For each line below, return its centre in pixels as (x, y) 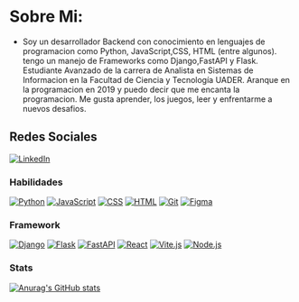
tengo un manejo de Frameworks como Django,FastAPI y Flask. (140, 60)
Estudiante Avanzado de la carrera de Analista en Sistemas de (138, 70)
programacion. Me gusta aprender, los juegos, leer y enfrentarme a (147, 99)
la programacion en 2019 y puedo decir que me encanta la (131, 89)
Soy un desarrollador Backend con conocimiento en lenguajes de (144, 41)
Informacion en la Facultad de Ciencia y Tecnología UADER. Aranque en (156, 79)
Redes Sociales (53, 137)
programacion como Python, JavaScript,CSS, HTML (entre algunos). (149, 50)
